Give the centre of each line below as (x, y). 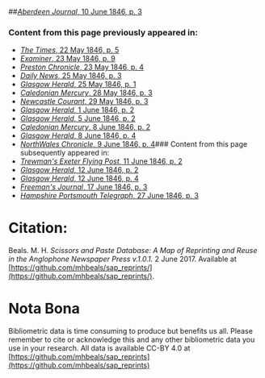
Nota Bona (44, 309)
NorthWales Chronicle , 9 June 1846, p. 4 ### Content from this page (134, 144)
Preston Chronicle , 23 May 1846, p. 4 (82, 67)
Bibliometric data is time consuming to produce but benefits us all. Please (130, 331)
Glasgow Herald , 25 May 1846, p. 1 (78, 85)
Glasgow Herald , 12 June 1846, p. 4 (79, 179)
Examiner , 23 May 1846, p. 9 (67, 59)
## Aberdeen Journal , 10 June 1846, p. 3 (76, 12)
